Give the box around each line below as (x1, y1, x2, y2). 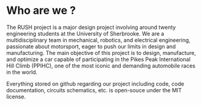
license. (6, 93, 26, 100)
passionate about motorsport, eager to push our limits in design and (6, 43, 176, 50)
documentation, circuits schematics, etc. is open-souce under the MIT (6, 86, 182, 94)
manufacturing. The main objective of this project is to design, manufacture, (6, 49, 196, 56)
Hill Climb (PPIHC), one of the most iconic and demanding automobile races (6, 62, 196, 69)
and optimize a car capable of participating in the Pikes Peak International (6, 56, 191, 63)
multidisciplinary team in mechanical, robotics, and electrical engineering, (6, 36, 191, 43)
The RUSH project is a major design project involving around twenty (6, 24, 176, 31)
